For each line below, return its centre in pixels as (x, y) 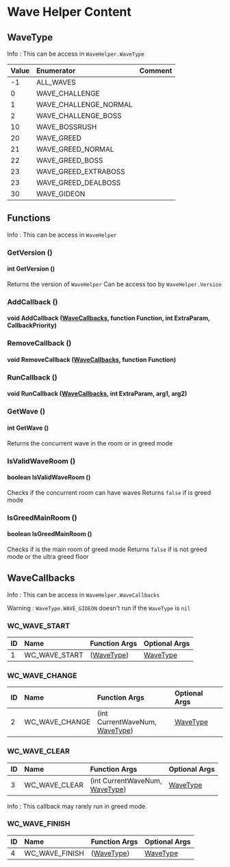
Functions (29, 218)
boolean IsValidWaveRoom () (49, 477)
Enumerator (56, 71)
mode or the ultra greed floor (48, 556)
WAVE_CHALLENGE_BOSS (79, 116)
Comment (156, 71)
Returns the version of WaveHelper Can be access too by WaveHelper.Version (115, 284)
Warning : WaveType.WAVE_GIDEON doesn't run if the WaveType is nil (99, 608)
